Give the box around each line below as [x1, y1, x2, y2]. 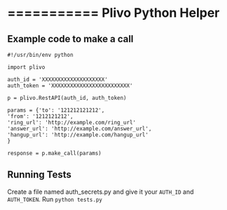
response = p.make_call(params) [7, 150, 102, 157]
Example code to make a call [7, 33, 134, 45]
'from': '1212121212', [7, 113, 74, 120]
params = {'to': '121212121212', [7, 107, 105, 114]
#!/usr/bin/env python [7, 51, 74, 58]
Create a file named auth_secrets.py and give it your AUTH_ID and [7, 188, 194, 196]
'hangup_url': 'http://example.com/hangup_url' [7, 131, 149, 138]
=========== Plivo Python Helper [7, 5, 220, 21]
